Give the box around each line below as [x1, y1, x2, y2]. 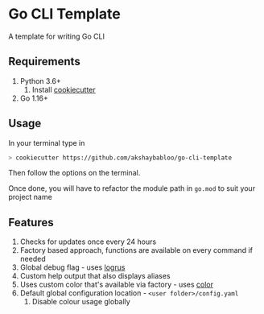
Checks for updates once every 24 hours [19, 237, 157, 246]
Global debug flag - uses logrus [19, 262, 126, 272]
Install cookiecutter [31, 85, 97, 94]
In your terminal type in [8, 138, 85, 147]
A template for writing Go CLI [8, 31, 105, 41]
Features [8, 215, 54, 229]
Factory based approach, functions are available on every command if [19, 246, 254, 255]
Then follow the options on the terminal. [8, 168, 141, 178]
